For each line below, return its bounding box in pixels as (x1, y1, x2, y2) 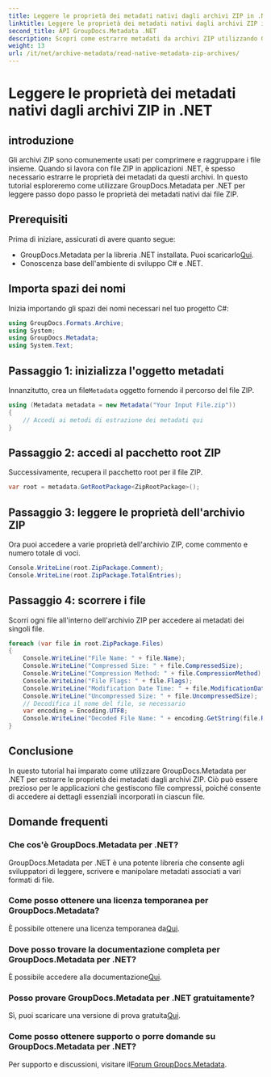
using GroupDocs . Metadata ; (8, 334, 99, 342)
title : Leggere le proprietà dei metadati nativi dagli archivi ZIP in (8, 11, 254, 20)
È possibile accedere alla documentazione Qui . (8, 972, 163, 982)
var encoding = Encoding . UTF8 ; (23, 707, 128, 716)
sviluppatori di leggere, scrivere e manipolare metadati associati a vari (8, 866, 242, 876)
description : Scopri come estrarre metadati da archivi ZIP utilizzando (8, 34, 258, 43)
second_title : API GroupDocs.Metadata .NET (8, 27, 157, 35)
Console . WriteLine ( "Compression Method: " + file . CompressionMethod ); (23, 669, 265, 678)
